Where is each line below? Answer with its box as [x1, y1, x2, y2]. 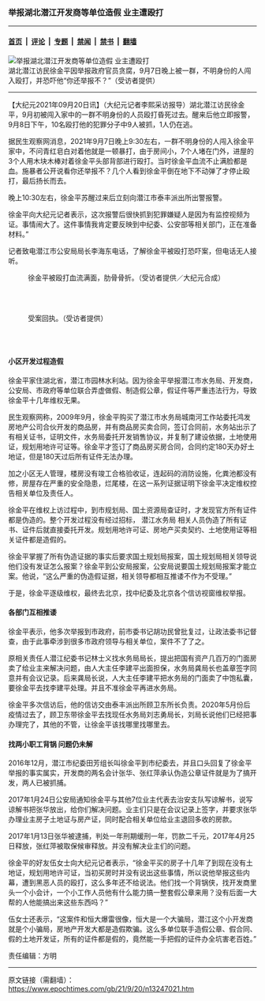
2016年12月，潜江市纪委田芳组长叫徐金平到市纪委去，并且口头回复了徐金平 [8, 758, 252, 768]
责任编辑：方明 [8, 951, 57, 961]
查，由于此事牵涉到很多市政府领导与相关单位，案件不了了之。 [8, 636, 209, 646]
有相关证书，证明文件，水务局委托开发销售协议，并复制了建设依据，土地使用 [8, 432, 257, 441]
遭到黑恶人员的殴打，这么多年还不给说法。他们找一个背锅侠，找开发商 [21, 878, 250, 887]
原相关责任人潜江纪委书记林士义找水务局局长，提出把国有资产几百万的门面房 [8, 653, 257, 663]
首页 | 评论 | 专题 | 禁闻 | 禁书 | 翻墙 [8, 36, 137, 46]
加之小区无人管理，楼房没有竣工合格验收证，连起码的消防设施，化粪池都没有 [8, 468, 257, 478]
